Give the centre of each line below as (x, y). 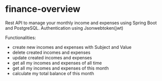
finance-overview (43, 9)
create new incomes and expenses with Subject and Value (72, 47)
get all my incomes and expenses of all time (57, 63)
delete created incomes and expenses (51, 52)
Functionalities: (21, 38)
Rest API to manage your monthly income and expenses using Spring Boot (81, 23)
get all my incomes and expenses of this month (60, 68)
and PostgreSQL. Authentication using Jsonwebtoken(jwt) (64, 28)
